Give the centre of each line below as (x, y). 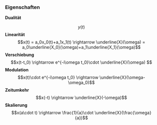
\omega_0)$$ (81, 83)
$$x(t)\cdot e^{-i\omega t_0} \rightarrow (58, 77)
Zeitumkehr (17, 90)
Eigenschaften (23, 7)
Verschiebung (20, 55)
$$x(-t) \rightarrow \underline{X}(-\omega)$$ (81, 97)
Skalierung (16, 105)
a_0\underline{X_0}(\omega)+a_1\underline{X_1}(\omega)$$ (81, 47)
